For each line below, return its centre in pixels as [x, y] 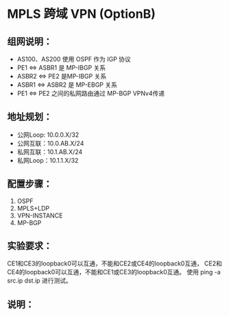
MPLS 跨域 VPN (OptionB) [81, 14]
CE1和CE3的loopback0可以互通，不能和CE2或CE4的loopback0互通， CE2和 [115, 263]
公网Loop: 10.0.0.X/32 [48, 135]
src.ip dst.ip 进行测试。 [39, 280]
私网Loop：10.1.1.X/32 [48, 160]
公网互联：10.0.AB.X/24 [50, 143]
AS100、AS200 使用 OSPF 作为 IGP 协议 [74, 59]
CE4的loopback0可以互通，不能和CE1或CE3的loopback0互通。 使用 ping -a [114, 272]
